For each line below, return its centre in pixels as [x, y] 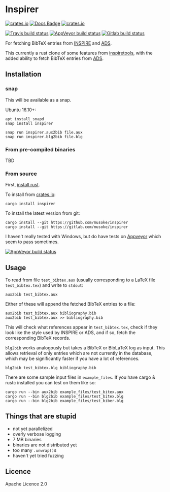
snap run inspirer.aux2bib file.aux [44, 132]
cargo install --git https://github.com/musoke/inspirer [67, 223]
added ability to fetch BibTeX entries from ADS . [55, 58]
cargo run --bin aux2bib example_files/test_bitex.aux [64, 392]
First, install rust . [23, 185]
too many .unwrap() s [35, 450]
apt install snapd [25, 119]
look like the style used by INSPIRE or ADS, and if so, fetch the [71, 333]
